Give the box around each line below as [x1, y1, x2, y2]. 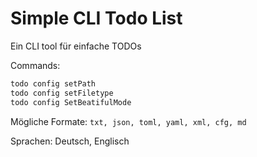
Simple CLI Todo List [10, 7, 183, 30]
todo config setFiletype [10, 88, 114, 98]
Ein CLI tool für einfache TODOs [10, 40, 142, 52]
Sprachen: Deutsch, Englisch [10, 135, 130, 147]
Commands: [10, 59, 61, 71]
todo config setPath [10, 78, 97, 89]
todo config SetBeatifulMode [10, 97, 132, 107]
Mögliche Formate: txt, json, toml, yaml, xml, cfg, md [10, 115, 247, 127]
